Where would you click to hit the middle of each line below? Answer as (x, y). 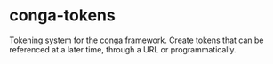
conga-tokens (62, 16)
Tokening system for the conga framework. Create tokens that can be (136, 40)
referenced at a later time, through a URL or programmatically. (123, 49)
